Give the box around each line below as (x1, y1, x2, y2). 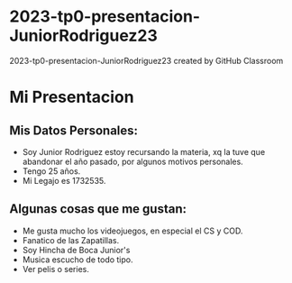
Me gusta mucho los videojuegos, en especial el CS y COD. (22, 225, 243, 236)
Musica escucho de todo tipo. (22, 254, 133, 265)
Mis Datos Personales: (9, 123, 138, 138)
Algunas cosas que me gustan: (9, 201, 187, 217)
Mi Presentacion (9, 87, 134, 107)
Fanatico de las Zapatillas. (22, 234, 120, 245)
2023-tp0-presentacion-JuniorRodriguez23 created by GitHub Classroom (9, 55, 284, 66)
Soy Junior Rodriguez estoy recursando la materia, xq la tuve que (22, 146, 266, 157)
